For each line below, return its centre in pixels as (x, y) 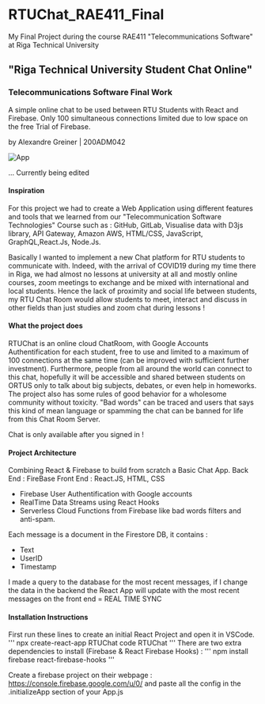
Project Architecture (42, 452)
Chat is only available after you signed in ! (76, 435)
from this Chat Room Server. (54, 419)
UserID (31, 558)
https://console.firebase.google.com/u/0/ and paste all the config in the (125, 683)
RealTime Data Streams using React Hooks (89, 502)
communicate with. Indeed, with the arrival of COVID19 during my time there (132, 265)
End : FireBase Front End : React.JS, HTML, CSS (87, 479)
